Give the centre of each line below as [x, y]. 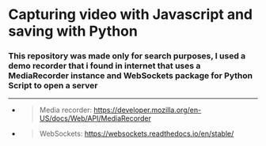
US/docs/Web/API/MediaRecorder [95, 118]
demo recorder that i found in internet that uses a [104, 66]
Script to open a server [53, 86]
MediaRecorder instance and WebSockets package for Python [131, 76]
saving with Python [73, 31]
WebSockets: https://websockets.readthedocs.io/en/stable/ [137, 134]
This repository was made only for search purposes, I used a [127, 56]
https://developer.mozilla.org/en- [148, 110]
